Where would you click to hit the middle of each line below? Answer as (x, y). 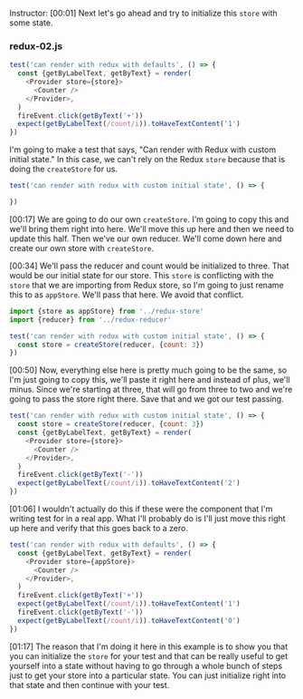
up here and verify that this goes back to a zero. (99, 529)
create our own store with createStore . (82, 248)
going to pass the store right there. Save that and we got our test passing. (147, 399)
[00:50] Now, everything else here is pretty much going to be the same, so (148, 370)
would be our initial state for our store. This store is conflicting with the (142, 275)
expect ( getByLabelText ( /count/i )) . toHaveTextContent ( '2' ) (129, 483)
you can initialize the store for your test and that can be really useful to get (149, 655)
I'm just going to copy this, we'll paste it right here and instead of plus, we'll (150, 380)
